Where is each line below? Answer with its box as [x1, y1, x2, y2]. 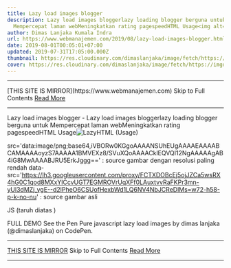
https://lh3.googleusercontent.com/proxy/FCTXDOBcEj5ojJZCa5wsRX [21, 170, 221, 179]
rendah [7, 163, 27, 172]
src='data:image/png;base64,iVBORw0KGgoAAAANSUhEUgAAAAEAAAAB [7, 142, 220, 150]
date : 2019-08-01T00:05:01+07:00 [7, 42, 103, 49]
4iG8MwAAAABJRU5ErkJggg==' [7, 156, 101, 164]
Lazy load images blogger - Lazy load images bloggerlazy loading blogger [7, 113, 218, 122]
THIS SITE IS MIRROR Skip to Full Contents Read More [7, 246, 161, 254]
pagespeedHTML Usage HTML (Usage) [7, 128, 139, 136]
